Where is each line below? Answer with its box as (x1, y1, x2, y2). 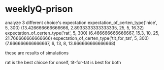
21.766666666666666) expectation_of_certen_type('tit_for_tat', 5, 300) (5, 35, 149, 41)
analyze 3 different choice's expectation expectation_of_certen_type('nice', (5, 20, 158, 25)
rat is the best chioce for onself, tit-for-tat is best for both (5, 59, 122, 65)
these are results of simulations (5, 50, 69, 56)
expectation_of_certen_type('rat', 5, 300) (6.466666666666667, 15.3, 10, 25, (5, 30, 160, 36)
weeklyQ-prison (5, 3, 73, 15)
